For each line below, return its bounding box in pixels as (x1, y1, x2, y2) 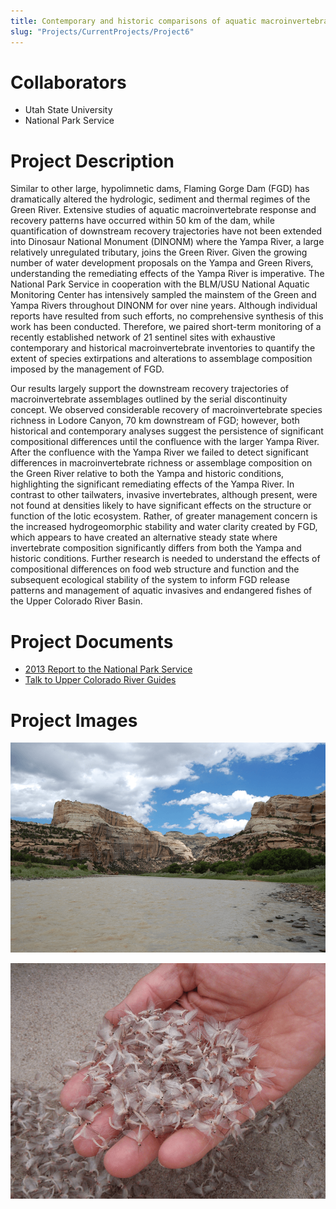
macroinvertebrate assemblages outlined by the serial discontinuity (10, 393, 288, 405)
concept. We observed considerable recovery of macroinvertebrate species (10, 404, 323, 416)
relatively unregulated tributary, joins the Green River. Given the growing (10, 246, 308, 259)
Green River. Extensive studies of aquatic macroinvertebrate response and (10, 204, 317, 216)
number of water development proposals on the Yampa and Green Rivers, (10, 257, 314, 269)
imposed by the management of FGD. (10, 363, 165, 375)
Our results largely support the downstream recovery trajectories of (10, 383, 290, 395)
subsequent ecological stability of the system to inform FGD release (10, 574, 290, 586)
